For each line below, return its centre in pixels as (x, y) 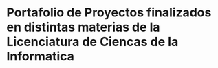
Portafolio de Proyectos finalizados (109, 13)
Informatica (41, 57)
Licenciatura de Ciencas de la (92, 42)
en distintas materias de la (83, 27)
